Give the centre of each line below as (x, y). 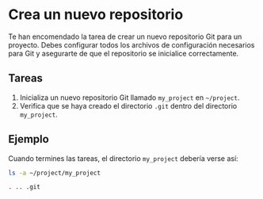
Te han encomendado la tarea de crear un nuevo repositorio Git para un (125, 36)
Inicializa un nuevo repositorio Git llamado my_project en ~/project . (130, 98)
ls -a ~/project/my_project (55, 173)
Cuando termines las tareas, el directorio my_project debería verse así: (124, 158)
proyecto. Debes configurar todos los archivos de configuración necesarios (131, 44)
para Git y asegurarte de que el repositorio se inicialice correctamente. (124, 53)
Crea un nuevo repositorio (96, 15)
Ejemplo (29, 139)
